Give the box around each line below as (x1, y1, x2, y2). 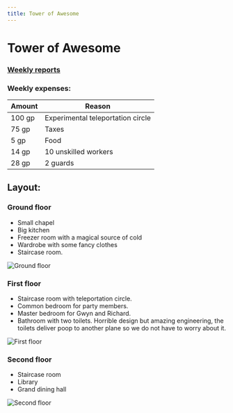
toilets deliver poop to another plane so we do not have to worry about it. (17, 324, 226, 332)
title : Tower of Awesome (7, 10, 79, 17)
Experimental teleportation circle (45, 113, 152, 123)
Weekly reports (7, 65, 61, 74)
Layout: (7, 182, 41, 194)
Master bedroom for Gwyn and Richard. (17, 310, 131, 318)
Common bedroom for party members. (17, 302, 129, 310)
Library (17, 378, 38, 386)
